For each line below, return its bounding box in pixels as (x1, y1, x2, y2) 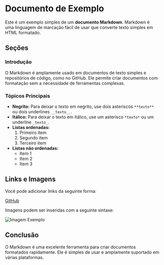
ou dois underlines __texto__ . (12, 108, 72, 114)
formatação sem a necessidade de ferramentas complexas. (5, 80, 125, 86)
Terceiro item (19, 140, 47, 146)
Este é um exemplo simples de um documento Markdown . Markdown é (5, 19, 150, 25)
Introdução (5, 58, 32, 65)
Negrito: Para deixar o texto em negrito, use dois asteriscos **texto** (12, 104, 154, 109)
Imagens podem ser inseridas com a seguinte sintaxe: (5, 207, 114, 213)
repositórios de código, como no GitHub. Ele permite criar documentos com (5, 75, 158, 81)
